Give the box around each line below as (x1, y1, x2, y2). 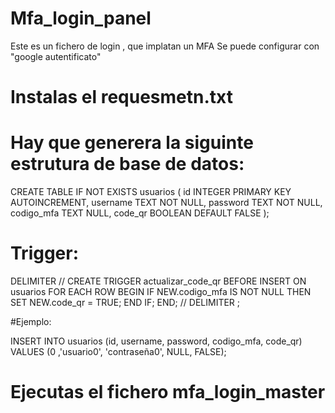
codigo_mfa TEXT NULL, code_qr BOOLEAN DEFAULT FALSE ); (10, 207, 270, 219)
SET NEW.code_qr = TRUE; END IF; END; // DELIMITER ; (10, 297, 241, 308)
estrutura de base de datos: (10, 153, 245, 176)
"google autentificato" (10, 50, 102, 62)
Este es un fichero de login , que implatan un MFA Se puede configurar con (10, 40, 320, 52)
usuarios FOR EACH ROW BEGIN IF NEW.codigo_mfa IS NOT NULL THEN (10, 286, 312, 297)
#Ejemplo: (10, 316, 52, 327)
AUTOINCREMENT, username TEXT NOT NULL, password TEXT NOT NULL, (10, 197, 323, 209)
